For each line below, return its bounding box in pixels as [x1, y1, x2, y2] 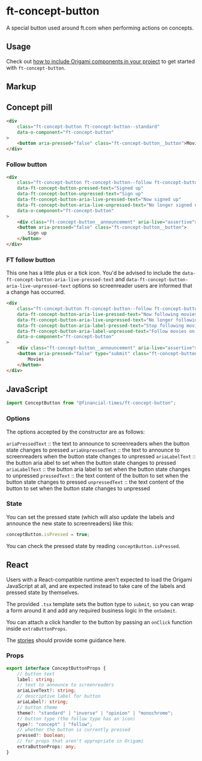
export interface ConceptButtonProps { [6, 665, 106, 671]
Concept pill [6, 102, 53, 112]
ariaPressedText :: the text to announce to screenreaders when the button [6, 440, 190, 447]
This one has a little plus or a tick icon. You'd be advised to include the [6, 270, 181, 277]
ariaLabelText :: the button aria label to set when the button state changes [6, 466, 191, 473]
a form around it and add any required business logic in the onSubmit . [6, 607, 177, 614]
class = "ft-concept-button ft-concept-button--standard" [17, 124, 161, 130]
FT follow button [6, 255, 55, 264]
